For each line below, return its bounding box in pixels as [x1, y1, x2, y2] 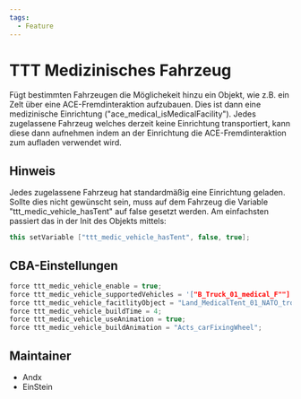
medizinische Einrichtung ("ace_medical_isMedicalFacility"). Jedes [9, 108, 257, 119]
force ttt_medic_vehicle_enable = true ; [9, 282, 163, 291]
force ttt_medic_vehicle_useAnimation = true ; [9, 315, 186, 324]
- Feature [17, 22, 54, 30]
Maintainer [9, 348, 72, 363]
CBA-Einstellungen [9, 257, 118, 273]
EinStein [21, 382, 54, 392]
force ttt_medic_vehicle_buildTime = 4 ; [9, 307, 163, 316]
